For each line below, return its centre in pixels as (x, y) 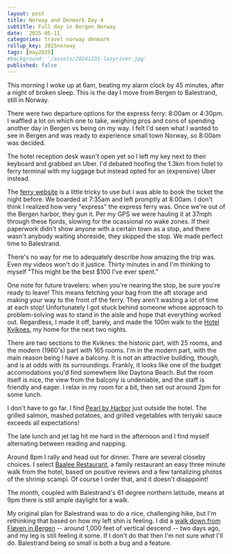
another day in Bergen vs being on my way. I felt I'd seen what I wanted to (113, 128)
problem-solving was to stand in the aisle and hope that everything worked (114, 314)
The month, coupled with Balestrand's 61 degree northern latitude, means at (116, 492)
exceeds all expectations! (43, 422)
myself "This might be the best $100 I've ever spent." (83, 271)
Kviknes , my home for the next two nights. (68, 329)
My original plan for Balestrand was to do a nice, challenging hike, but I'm (112, 513)
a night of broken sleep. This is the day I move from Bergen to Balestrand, (112, 92)
